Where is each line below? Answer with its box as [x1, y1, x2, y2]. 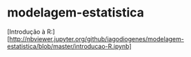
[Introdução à [7, 27, 46, 36]
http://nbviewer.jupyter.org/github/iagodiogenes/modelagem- [9, 34, 184, 43]
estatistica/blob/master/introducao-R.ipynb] [7, 42, 132, 50]
